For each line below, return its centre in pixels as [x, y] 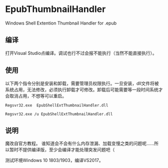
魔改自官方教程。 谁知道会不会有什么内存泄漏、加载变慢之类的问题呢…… [80, 143]
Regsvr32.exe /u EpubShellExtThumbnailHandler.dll [59, 114]
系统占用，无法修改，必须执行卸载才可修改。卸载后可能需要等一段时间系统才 [84, 89]
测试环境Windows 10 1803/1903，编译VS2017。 [54, 160]
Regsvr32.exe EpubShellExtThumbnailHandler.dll [57, 105]
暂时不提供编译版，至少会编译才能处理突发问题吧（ [62, 150]
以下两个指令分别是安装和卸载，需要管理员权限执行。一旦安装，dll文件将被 [82, 83]
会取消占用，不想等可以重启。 [36, 95]
